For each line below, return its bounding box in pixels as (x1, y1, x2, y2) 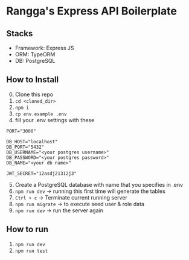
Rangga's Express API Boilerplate (6, 4, 177, 18)
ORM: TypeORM (14, 51, 56, 58)
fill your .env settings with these (14, 116, 95, 123)
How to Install (6, 74, 59, 85)
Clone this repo (14, 91, 53, 98)
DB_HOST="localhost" (6, 138, 59, 145)
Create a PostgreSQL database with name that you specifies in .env (14, 181, 183, 188)
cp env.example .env (14, 111, 67, 117)
